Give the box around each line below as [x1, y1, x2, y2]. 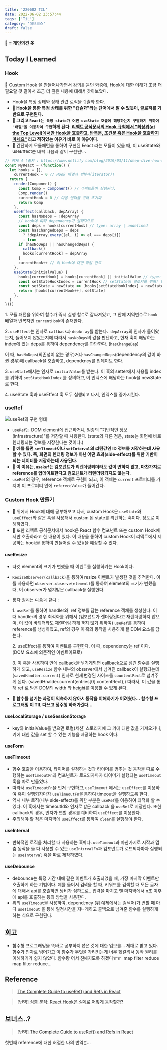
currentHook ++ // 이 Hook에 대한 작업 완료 [18, 260, 102, 266]
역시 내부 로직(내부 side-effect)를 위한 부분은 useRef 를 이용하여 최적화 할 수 [12, 797, 160, 803]
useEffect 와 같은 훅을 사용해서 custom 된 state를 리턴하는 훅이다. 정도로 [12, 515, 155, 521]
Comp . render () [18, 190, 48, 196]
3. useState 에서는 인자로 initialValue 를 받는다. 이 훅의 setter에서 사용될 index [5, 368, 161, 374]
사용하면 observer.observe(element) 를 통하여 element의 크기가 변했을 [17, 580, 157, 586]
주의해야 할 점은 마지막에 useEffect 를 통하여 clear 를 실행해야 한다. [12, 816, 143, 822]
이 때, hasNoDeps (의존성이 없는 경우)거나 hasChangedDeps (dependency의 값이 [5, 351, 156, 357]
